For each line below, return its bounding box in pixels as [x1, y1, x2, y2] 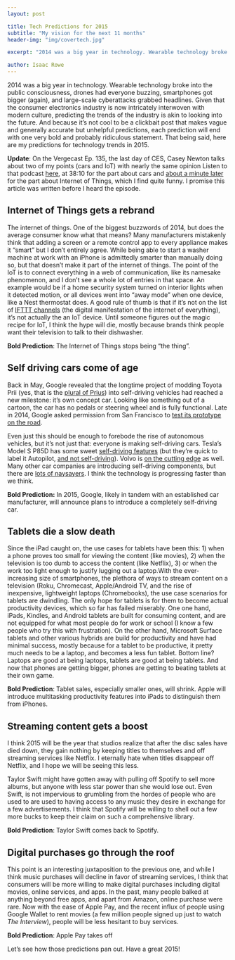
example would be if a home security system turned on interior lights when [7, 283, 224, 291]
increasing [7, 574, 38, 583]
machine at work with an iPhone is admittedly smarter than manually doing [7, 253, 223, 261]
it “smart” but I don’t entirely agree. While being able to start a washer [7, 246, 209, 254]
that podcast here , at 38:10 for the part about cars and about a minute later [7, 170, 224, 177]
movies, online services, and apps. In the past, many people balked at [7, 888, 209, 896]
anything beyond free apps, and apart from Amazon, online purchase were [7, 895, 223, 904]
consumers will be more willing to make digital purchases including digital [7, 880, 220, 889]
